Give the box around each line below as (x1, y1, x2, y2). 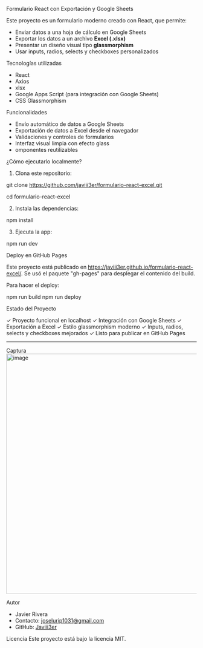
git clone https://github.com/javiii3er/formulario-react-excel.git (6, 182, 163, 188)
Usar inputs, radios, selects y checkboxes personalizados (14, 48, 159, 55)
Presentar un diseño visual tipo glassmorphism (14, 42, 134, 48)
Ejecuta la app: (14, 228, 53, 235)
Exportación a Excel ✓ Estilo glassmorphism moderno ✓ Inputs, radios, (6, 323, 183, 330)
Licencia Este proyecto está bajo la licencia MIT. (6, 635, 126, 642)
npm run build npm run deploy (6, 293, 82, 300)
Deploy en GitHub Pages (6, 252, 68, 259)
